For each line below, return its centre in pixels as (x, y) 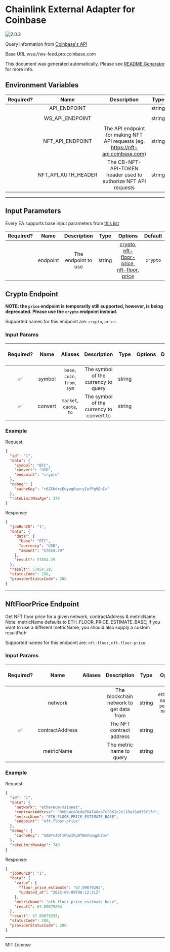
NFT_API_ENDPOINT (67, 141)
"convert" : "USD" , (34, 470)
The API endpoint (124, 128)
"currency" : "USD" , (39, 546)
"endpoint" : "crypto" (37, 475)
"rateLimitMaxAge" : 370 (35, 498)
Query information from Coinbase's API (46, 44)
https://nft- (124, 147)
